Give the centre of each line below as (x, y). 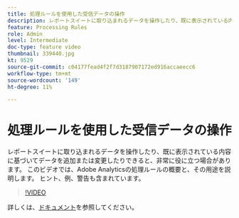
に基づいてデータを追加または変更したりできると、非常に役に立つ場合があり (119, 160)
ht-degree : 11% (30, 87)
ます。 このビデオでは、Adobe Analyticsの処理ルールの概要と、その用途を (116, 170)
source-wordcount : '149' (44, 80)
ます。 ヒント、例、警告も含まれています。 (82, 178)
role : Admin (25, 34)
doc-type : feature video (44, 47)
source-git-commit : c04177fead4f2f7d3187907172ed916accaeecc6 (101, 67)
